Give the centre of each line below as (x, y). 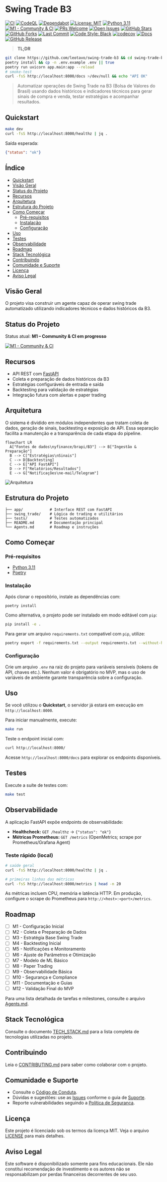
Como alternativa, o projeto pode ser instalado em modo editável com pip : (81, 615)
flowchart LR (19, 442)
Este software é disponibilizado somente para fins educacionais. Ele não (79, 1164)
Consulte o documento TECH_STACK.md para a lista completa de (72, 1031)
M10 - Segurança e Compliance (45, 977)
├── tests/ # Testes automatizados (52, 518)
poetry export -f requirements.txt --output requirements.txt (71, 643)
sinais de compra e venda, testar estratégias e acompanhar (78, 96)
